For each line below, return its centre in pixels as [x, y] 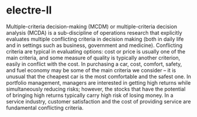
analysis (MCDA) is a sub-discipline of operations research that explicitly [94, 32]
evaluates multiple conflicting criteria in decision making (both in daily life [95, 39]
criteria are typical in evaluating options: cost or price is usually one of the [96, 51]
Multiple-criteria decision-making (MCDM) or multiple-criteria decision [92, 26]
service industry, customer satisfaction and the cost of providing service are [98, 101]
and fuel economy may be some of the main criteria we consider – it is [91, 70]
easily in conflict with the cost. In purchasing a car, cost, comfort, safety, [94, 64]
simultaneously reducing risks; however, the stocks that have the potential [96, 89]
